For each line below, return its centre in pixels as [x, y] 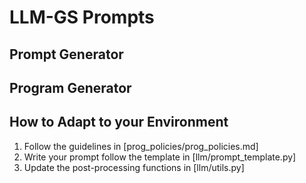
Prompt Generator [66, 54]
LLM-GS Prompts [82, 17]
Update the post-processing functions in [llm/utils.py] [134, 167]
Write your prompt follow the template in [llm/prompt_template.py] [160, 157]
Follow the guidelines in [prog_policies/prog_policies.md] [141, 146]
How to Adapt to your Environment [119, 122]
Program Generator [70, 87]
